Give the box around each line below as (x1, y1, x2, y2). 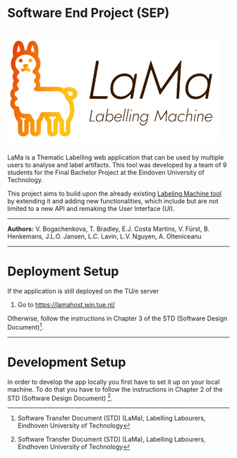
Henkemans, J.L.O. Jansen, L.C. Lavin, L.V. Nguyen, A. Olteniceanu (7, 232, 202, 241)
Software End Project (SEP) (7, 5, 170, 21)
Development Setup (7, 354, 126, 370)
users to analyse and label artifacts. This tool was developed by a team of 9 (7, 161, 227, 169)
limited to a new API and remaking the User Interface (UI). (7, 205, 175, 213)
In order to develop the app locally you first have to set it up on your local (7, 378, 220, 386)
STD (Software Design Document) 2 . (7, 392, 113, 402)
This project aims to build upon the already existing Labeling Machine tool (7, 189, 222, 198)
